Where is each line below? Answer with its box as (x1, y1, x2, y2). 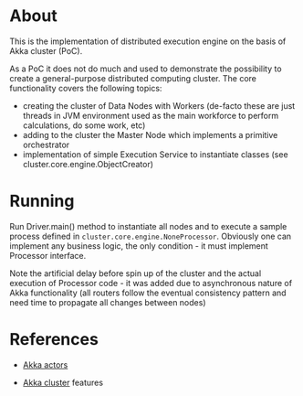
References (9, 329, 99, 350)
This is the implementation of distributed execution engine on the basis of (9, 36, 287, 47)
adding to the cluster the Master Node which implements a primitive (22, 129, 278, 140)
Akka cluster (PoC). (9, 45, 83, 56)
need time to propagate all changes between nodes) (9, 296, 206, 307)
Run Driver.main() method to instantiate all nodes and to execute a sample (9, 220, 287, 231)
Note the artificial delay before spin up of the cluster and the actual (9, 267, 262, 279)
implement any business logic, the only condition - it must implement (9, 240, 269, 252)
